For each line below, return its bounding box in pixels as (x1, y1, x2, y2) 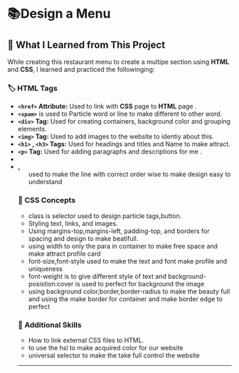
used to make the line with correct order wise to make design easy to (28, 170, 231, 178)
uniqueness (28, 264, 63, 273)
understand (28, 178, 63, 186)
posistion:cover (28, 279, 74, 288)
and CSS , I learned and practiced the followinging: (7, 65, 155, 73)
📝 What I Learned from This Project (7, 38, 166, 50)
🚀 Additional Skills (17, 320, 82, 330)
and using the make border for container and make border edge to (28, 294, 223, 303)
